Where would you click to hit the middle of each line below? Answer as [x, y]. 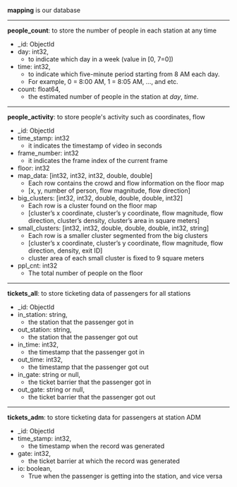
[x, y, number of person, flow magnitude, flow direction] [109, 191]
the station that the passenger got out [83, 337]
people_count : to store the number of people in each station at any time [112, 30]
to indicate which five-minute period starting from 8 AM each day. [124, 74]
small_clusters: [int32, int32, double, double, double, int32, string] [113, 228]
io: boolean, [35, 468]
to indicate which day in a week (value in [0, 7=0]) [101, 59]
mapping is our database [44, 10]
